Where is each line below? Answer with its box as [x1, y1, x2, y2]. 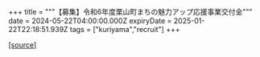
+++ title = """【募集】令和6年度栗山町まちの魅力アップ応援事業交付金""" [8, 7, 253, 16]
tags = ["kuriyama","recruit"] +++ [69, 25, 180, 34]
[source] [8, 40, 37, 50]
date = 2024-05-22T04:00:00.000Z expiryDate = [8, 16, 172, 26]
